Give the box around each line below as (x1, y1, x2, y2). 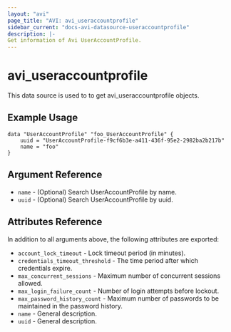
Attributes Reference (7, 216, 103, 228)
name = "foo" (20, 143, 59, 150)
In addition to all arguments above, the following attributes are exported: (7, 234, 220, 243)
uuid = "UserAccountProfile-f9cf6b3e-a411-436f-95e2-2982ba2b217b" (20, 137, 225, 144)
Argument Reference (7, 169, 103, 181)
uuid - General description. (17, 316, 98, 325)
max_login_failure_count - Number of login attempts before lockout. (17, 286, 220, 295)
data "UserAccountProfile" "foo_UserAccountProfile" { (7, 130, 174, 138)
